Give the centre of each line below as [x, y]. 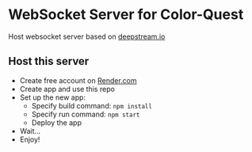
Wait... [30, 131]
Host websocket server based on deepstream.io [87, 36]
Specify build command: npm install [92, 105]
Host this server [49, 61]
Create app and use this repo [67, 89]
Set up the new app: [52, 97]
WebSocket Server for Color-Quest [126, 15]
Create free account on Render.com [78, 80]
